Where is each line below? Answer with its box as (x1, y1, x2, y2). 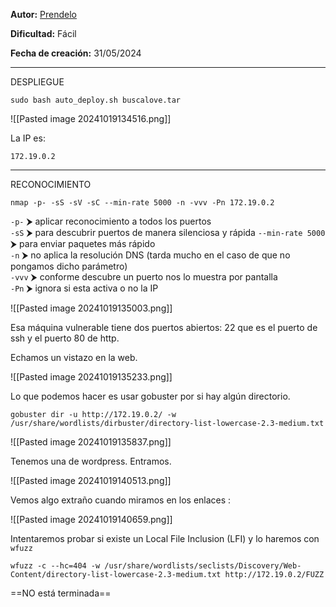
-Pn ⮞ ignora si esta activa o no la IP (10, 282, 159, 294)
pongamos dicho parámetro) (10, 260, 128, 272)
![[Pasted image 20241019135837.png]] (10, 436, 172, 448)
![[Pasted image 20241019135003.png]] (10, 302, 173, 314)
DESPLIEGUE (10, 76, 65, 88)
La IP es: (10, 132, 46, 144)
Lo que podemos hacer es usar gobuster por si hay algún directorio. (10, 390, 291, 402)
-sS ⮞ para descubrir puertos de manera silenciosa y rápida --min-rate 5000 (10, 227, 326, 238)
